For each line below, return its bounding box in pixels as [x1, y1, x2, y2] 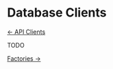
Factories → [7, 54, 41, 63]
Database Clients [7, 5, 108, 21]
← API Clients [7, 28, 46, 36]
